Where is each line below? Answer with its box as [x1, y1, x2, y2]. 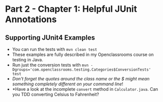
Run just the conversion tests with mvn [12, 62, 89, 68]
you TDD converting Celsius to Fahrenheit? [12, 92, 99, 97]
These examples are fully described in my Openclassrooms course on [12, 51, 154, 57]
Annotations [5, 14, 57, 25]
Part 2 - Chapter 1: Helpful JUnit [5, 3, 137, 15]
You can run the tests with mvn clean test [12, 47, 97, 52]
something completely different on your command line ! [12, 81, 124, 87]
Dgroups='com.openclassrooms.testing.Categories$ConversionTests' [12, 67, 151, 72]
